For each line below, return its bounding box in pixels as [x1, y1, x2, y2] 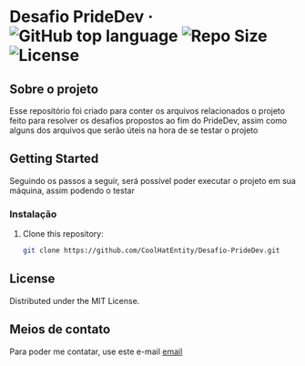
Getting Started [9, 151, 99, 167]
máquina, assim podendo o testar [9, 185, 135, 196]
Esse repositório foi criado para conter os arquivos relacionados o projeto [9, 106, 285, 116]
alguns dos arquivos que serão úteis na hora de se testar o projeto [9, 125, 259, 136]
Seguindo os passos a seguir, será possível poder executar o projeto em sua [9, 175, 296, 186]
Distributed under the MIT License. [9, 295, 140, 306]
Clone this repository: [22, 229, 104, 239]
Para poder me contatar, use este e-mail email [9, 346, 183, 357]
